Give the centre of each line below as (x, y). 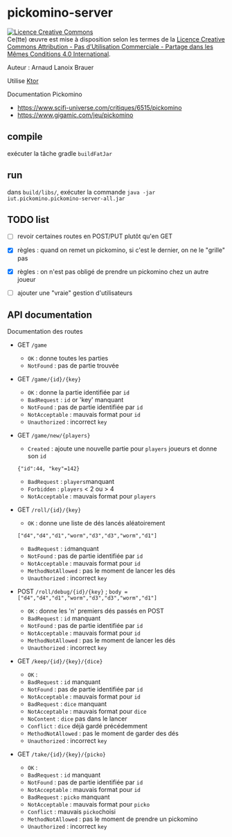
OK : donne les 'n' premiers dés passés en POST (96, 611)
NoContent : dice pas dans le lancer (77, 719)
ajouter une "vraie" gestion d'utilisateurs (75, 293)
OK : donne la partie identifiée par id (79, 393)
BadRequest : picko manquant (69, 797)
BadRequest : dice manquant (67, 704)
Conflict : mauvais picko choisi (72, 812)
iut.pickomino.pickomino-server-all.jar (66, 199)
